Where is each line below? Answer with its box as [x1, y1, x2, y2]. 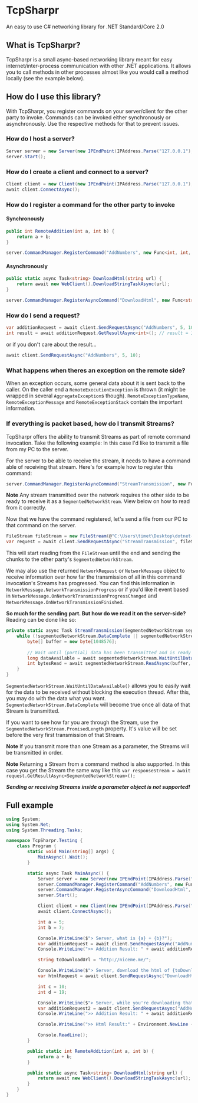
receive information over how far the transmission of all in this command [6, 573, 182, 580]
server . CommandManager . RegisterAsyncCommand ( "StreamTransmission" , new [6, 481, 186, 487]
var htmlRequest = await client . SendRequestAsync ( [37, 973, 165, 979]
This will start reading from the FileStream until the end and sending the [6, 550, 181, 557]
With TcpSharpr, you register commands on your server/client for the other [6, 107, 188, 115]
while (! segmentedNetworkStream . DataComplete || [16, 633, 138, 639]
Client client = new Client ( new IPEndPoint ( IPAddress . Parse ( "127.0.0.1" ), [6, 181, 194, 187]
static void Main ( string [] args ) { [27, 849, 115, 855]
